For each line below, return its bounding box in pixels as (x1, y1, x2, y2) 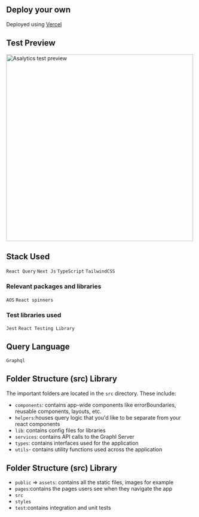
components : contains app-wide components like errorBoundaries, (14, 401, 176, 408)
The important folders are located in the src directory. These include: (6, 390, 176, 397)
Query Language (6, 342, 70, 352)
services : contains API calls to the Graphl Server (14, 433, 134, 440)
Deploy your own (6, 5, 71, 15)
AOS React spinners (6, 297, 54, 303)
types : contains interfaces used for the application (14, 439, 139, 446)
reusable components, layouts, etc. (14, 408, 102, 415)
